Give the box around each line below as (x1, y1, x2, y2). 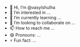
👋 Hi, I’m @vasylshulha (9, 5, 56, 10)
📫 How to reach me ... (9, 25, 55, 31)
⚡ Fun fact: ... (9, 37, 36, 43)
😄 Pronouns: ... (9, 32, 41, 38)
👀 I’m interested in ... (9, 10, 51, 15)
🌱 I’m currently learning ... (9, 15, 62, 20)
